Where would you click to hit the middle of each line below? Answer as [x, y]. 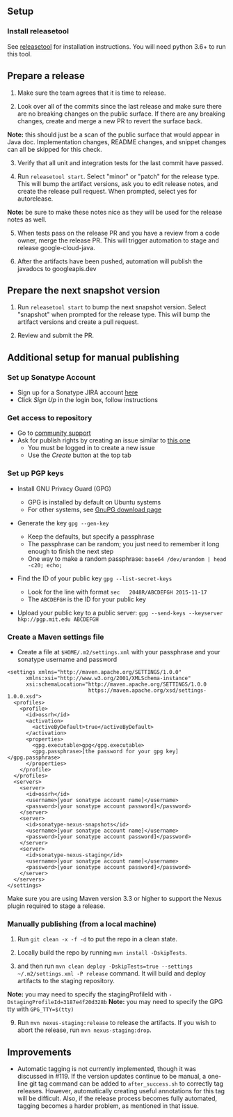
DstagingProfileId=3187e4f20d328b [57, 1003]
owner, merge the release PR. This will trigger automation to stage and [118, 240]
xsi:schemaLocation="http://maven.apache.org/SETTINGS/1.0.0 [116, 684]
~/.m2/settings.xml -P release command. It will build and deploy [112, 973]
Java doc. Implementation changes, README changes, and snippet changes [117, 141]
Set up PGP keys [35, 473]
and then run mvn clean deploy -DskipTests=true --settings [105, 966]
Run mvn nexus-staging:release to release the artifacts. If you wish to [117, 1023]
